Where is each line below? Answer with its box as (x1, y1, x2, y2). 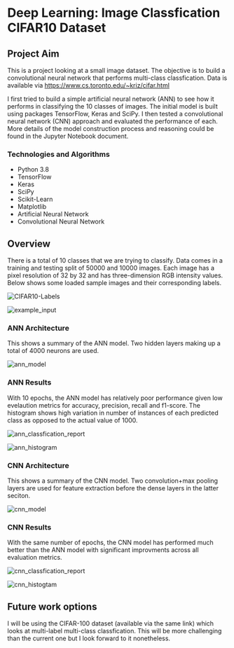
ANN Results (7, 378, 52, 387)
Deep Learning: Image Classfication (7, 5, 221, 21)
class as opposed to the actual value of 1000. (7, 415, 138, 425)
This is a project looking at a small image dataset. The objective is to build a (7, 67, 226, 74)
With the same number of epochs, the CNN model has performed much (7, 538, 214, 547)
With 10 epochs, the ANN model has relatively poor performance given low (7, 394, 223, 402)
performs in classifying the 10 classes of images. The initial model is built (7, 102, 219, 110)
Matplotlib (17, 202, 47, 211)
